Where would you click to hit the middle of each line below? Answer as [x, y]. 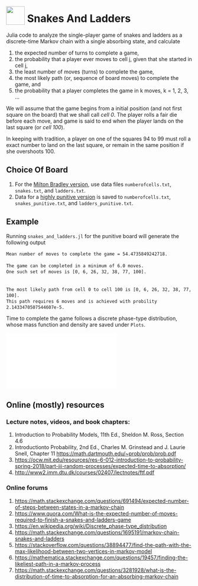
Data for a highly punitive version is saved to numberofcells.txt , [93, 197]
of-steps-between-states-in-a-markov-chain [69, 507]
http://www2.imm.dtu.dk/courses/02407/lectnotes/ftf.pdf [85, 473]
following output [26, 242]
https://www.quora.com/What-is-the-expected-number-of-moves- [96, 513]
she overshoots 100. [31, 151]
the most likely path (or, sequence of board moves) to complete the [97, 78]
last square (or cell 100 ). [35, 127]
